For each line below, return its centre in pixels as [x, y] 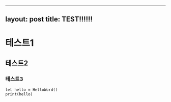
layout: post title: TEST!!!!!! [49, 19]
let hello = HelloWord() [32, 90]
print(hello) [19, 94]
